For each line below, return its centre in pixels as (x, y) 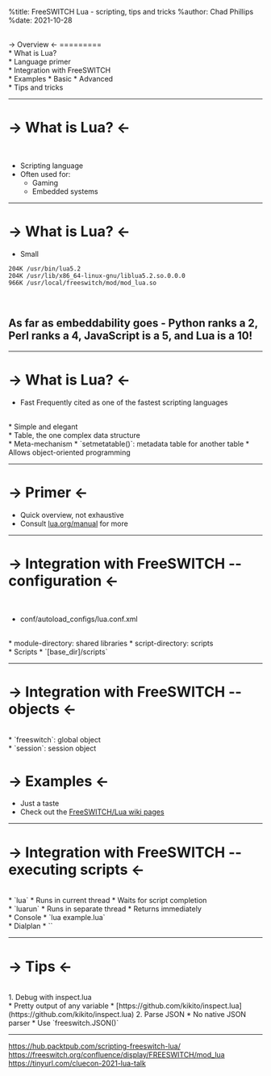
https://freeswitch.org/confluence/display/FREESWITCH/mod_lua (117, 1055)
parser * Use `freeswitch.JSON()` (64, 1023)
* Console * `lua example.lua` (57, 918)
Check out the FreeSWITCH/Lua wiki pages (92, 812)
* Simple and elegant (43, 427)
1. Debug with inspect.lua (50, 998)
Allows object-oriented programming (69, 452)
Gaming (45, 183)
